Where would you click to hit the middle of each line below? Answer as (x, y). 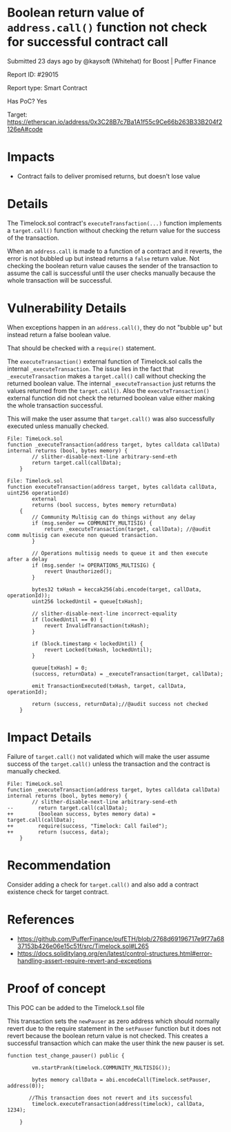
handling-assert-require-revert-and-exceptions (84, 960)
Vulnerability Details (67, 308)
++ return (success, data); (58, 832)
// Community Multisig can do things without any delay (114, 517)
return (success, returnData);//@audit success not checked (120, 704)
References (41, 919)
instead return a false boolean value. (59, 334)
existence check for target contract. (58, 891)
